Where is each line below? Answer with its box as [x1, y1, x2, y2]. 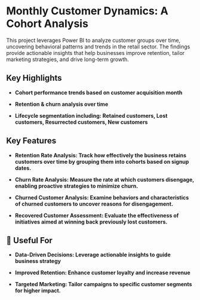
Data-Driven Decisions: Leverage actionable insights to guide [14, 251, 171, 258]
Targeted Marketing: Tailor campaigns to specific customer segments [14, 281, 192, 288]
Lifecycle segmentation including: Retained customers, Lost [14, 112, 168, 119]
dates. [14, 164, 32, 172]
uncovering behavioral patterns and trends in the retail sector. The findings [6, 43, 190, 50]
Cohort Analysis [6, 17, 88, 30]
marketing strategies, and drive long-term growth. [6, 56, 130, 63]
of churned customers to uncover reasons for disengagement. [14, 200, 174, 207]
